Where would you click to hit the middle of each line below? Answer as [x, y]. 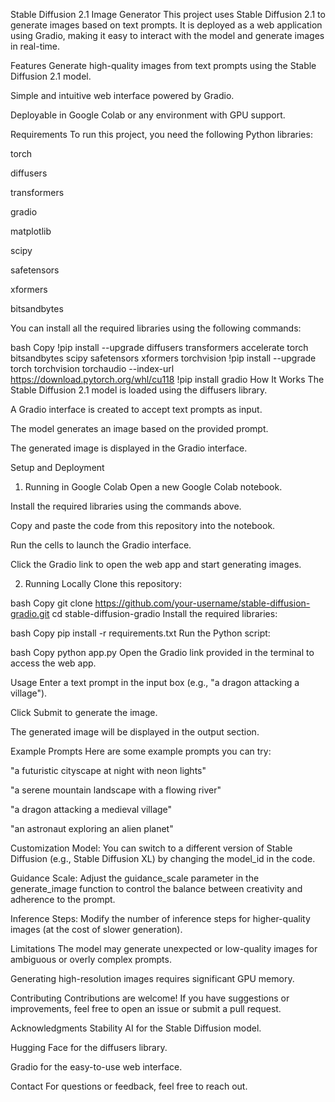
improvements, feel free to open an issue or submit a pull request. [146, 1008]
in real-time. [35, 46]
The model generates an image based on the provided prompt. [139, 428]
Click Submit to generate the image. [84, 712]
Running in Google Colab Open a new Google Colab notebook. [153, 487]
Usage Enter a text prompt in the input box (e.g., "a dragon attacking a [155, 682]
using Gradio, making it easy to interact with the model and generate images [167, 35]
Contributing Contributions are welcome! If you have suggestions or [150, 998]
